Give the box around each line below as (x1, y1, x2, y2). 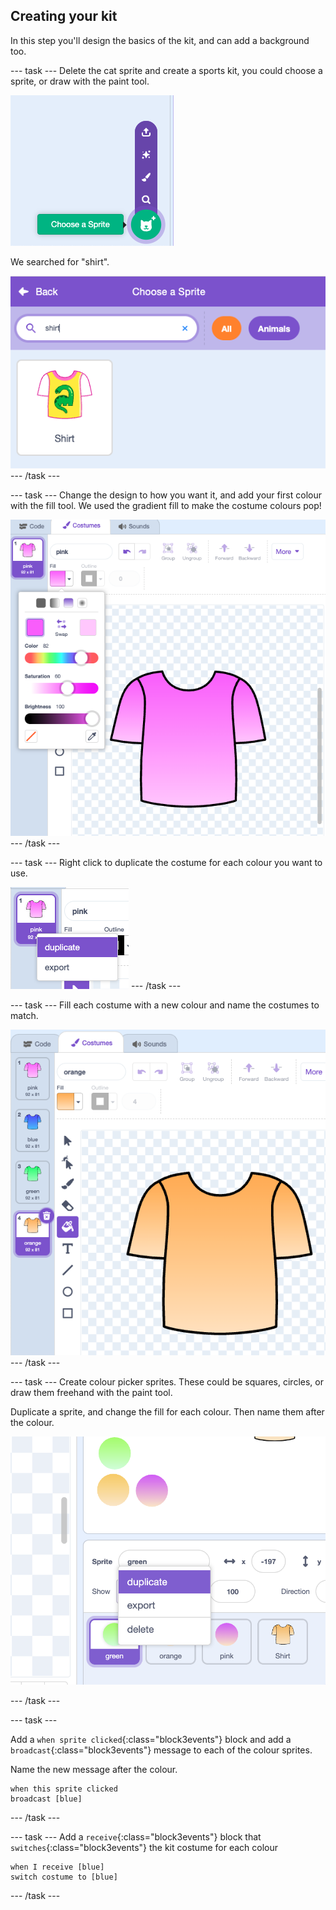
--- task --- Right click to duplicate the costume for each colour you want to (10, 856, 323, 868)
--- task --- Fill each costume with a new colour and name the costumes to (10, 999, 320, 1011)
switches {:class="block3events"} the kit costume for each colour (10, 1841, 278, 1853)
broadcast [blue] (10, 1794, 83, 1804)
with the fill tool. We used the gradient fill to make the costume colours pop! (10, 499, 322, 511)
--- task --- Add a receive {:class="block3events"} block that (10, 1830, 262, 1843)
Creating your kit (10, 8, 118, 25)
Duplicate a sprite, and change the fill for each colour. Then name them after (10, 1406, 325, 1418)
